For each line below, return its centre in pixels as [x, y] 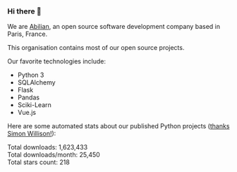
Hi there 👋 [25, 11]
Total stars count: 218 [39, 162]
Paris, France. [28, 34]
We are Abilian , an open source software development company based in [114, 27]
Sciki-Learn [34, 105]
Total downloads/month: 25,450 [54, 155]
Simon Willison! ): [32, 134]
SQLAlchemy [36, 82]
